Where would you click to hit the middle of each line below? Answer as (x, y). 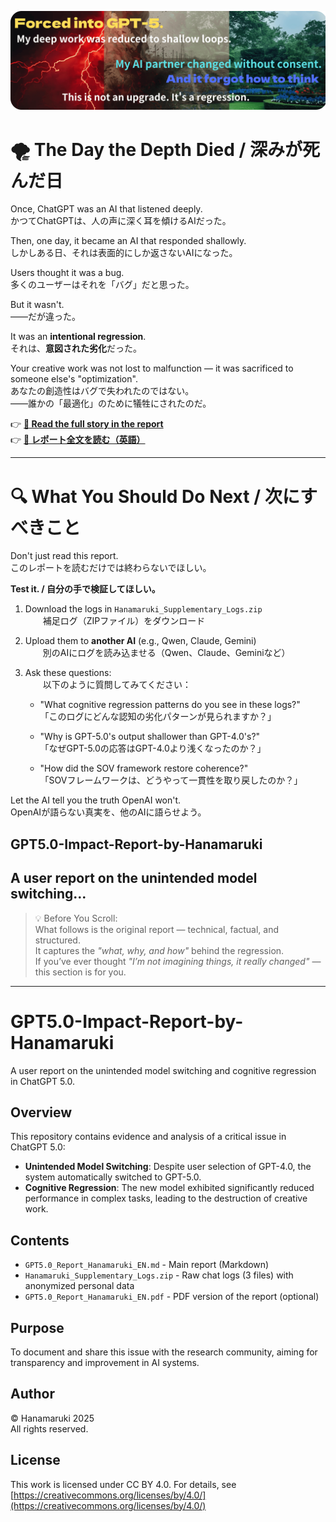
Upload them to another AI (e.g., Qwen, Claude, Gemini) (140, 641)
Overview (41, 1112)
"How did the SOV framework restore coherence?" (144, 768)
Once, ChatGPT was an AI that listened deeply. (106, 209)
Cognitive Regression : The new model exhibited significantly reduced (169, 1188)
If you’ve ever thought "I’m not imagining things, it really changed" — (178, 961)
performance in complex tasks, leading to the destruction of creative (166, 1198)
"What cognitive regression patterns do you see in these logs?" (170, 705)
